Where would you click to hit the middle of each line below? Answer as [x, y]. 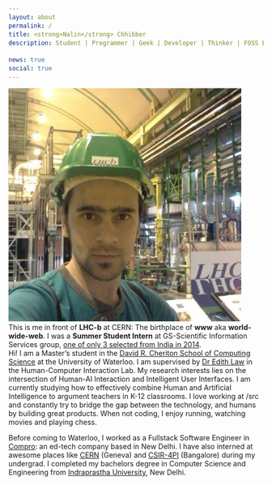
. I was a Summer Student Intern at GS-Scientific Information [145, 336]
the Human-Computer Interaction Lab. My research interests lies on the [127, 370]
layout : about [32, 17]
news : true [27, 60]
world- [240, 327]
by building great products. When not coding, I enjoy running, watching [127, 413]
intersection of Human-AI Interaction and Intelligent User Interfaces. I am [130, 379]
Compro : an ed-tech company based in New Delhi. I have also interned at [131, 446]
